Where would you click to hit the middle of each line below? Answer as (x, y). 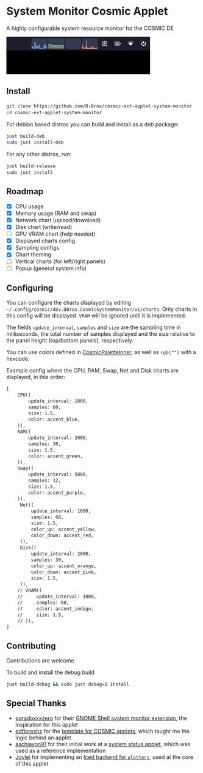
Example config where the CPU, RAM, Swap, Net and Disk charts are (93, 371)
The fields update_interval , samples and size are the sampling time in (94, 327)
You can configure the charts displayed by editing (69, 303)
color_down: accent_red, (62, 535)
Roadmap (25, 191)
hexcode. (18, 359)
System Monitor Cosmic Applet (87, 11)
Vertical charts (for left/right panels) (60, 261)
